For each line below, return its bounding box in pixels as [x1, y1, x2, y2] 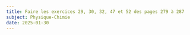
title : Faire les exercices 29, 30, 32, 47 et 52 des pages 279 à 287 [6, 8, 185, 15]
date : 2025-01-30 [6, 20, 49, 26]
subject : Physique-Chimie [6, 14, 70, 20]
